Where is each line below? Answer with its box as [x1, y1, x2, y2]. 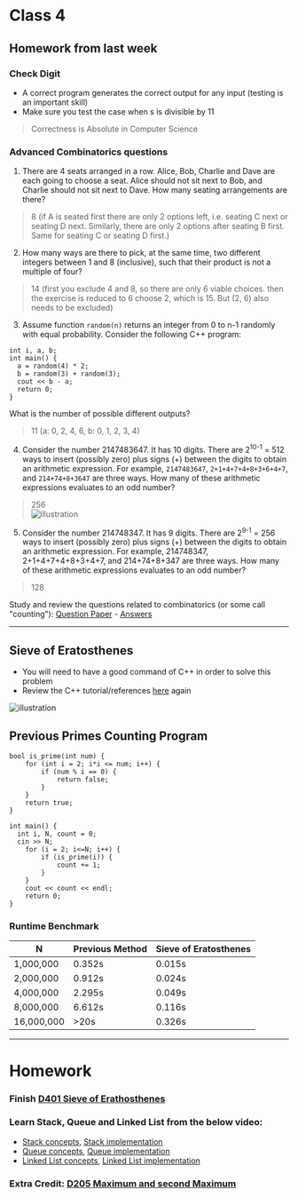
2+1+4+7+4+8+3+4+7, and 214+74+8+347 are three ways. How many [21, 556, 279, 567]
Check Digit [9, 67, 61, 80]
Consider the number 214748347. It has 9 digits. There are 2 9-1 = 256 [21, 526, 276, 538]
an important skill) [21, 97, 89, 107]
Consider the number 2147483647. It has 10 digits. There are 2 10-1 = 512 [21, 443, 285, 455]
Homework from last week [9, 41, 158, 56]
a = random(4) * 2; [17, 361, 90, 371]
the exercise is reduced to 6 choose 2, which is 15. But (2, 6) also [30, 293, 269, 304]
